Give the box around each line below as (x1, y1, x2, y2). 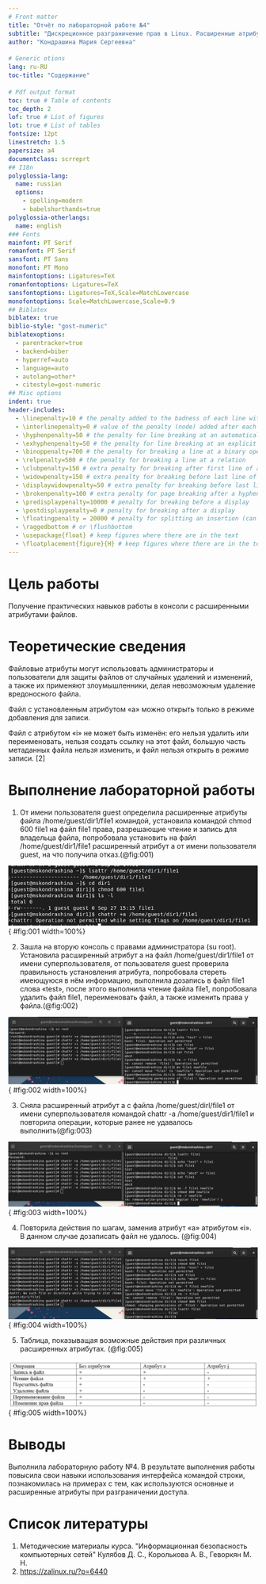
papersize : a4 (8, 147, 55, 155)
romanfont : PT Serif (8, 247, 77, 255)
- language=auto (15, 364, 69, 372)
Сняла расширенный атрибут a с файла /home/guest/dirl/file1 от (19, 1101, 235, 1110)
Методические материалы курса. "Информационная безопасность (19, 1541, 248, 1551)
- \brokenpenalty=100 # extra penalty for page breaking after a (15, 489, 236, 497)
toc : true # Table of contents (8, 96, 112, 105)
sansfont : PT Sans (8, 255, 69, 263)
